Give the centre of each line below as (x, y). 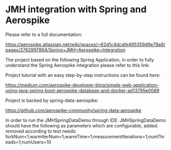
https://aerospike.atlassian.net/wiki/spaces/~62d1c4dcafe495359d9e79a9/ (85, 44)
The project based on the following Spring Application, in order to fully (80, 59)
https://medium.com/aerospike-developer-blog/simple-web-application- (82, 85)
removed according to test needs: (41, 131)
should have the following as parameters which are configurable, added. (82, 125)
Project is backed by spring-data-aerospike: (52, 100)
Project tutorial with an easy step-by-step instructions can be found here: (83, 75)
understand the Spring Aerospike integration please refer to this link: (78, 65)
